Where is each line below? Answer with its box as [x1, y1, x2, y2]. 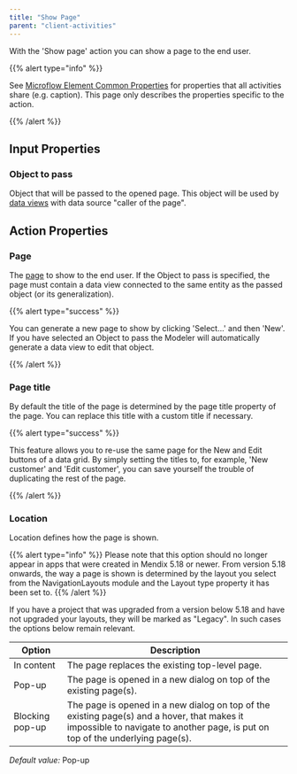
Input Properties [9, 141, 101, 156]
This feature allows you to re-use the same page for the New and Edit [9, 445, 263, 456]
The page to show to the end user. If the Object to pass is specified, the [9, 269, 270, 280]
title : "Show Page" [9, 12, 81, 22]
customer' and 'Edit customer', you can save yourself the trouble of [9, 464, 255, 475]
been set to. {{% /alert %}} [9, 587, 107, 598]
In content [13, 659, 56, 671]
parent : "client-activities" [9, 21, 117, 30]
